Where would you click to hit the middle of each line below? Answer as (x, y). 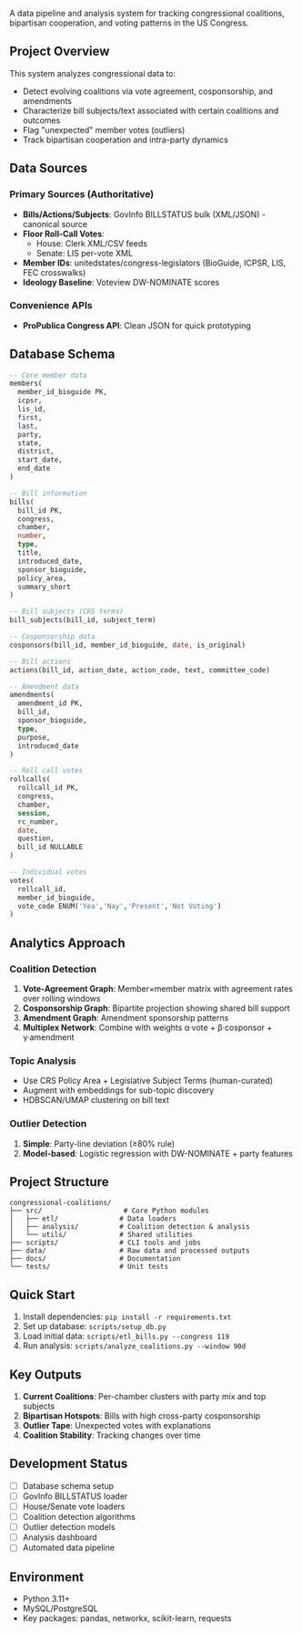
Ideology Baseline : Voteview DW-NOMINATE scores (121, 282)
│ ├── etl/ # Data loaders (93, 1219)
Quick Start (42, 1295)
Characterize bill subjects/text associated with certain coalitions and (151, 110)
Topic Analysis (43, 1060)
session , (34, 813)
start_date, (40, 460)
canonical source (55, 224)
